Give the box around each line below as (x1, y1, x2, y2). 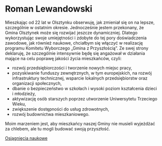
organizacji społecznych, (12, 80, 62, 86)
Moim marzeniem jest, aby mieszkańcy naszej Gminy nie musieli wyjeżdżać (5, 120, 156, 127)
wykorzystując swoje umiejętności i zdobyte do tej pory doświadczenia (5, 35, 147, 41)
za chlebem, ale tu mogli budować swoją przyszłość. (5, 126, 110, 131)
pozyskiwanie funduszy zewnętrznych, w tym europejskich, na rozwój (12, 70, 152, 76)
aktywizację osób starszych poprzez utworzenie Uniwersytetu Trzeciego (12, 96, 158, 101)
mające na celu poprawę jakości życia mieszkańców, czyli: (5, 55, 122, 61)
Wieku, (12, 101, 27, 107)
